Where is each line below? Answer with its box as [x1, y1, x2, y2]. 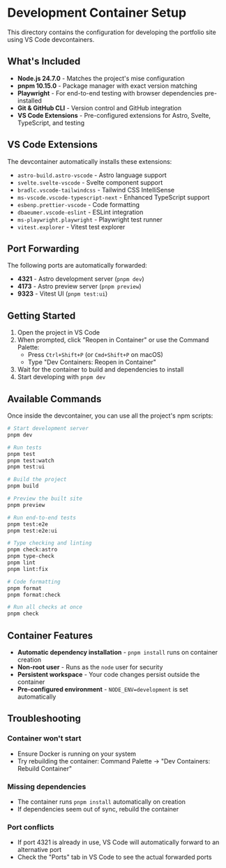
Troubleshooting [7, 713, 82, 724]
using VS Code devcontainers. [7, 35, 95, 43]
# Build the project [7, 476, 68, 483]
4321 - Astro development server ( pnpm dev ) [17, 275, 144, 283]
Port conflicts [7, 822, 54, 832]
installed [17, 96, 42, 105]
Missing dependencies [7, 782, 86, 791]
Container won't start [7, 733, 82, 743]
